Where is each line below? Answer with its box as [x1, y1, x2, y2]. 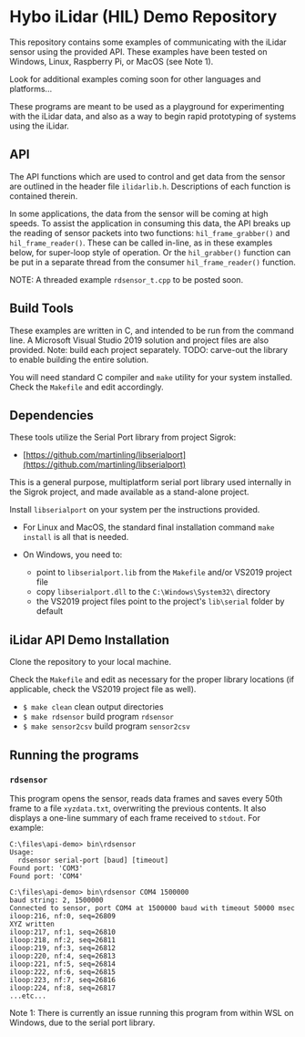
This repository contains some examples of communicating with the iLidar [9, 36, 287, 47]
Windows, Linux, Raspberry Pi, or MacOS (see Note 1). [9, 56, 214, 67]
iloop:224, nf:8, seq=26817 [9, 983, 117, 992]
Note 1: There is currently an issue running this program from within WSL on [9, 1007, 294, 1018]
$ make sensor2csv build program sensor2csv [22, 721, 191, 731]
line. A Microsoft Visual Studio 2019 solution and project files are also [9, 335, 269, 346]
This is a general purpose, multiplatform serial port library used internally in [9, 477, 291, 488]
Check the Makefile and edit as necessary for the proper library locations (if [9, 674, 294, 685]
